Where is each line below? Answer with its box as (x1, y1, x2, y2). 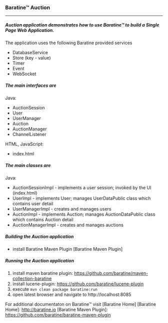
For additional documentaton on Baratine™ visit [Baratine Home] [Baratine (5, 301, 156, 307)
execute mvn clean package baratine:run (12, 286, 97, 292)
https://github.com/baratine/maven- (74, 270, 148, 276)
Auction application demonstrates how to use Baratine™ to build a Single (5, 22, 159, 28)
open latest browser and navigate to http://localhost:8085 (12, 291, 131, 297)
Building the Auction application (5, 233, 74, 239)
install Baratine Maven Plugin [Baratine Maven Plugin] (12, 246, 123, 252)
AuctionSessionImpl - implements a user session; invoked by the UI (12, 185, 151, 191)
